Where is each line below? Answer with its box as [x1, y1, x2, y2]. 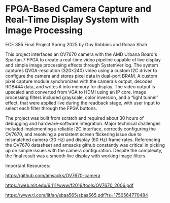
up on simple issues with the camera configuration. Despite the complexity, [5, 147, 163, 153]
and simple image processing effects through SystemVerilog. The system [5, 62, 158, 68]
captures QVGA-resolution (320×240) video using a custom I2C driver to [5, 67, 157, 74]
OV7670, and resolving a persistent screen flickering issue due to [5, 131, 142, 137]
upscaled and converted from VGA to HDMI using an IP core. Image [5, 89, 146, 95]
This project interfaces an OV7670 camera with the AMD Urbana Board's [5, 51, 157, 57]
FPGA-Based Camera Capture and [5, 3, 151, 15]
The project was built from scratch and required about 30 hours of [5, 115, 144, 121]
